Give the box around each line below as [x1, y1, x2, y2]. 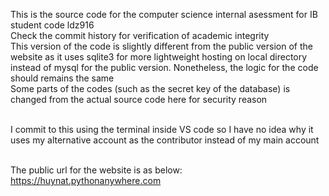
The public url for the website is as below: [10, 164, 183, 176]
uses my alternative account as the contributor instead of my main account [10, 134, 320, 146]
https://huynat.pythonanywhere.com [10, 175, 162, 186]
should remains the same [10, 72, 115, 84]
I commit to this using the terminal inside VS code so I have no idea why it [10, 124, 314, 135]
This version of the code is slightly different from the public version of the [10, 40, 313, 52]
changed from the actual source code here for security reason [10, 94, 268, 105]
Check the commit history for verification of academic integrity [10, 30, 270, 41]
